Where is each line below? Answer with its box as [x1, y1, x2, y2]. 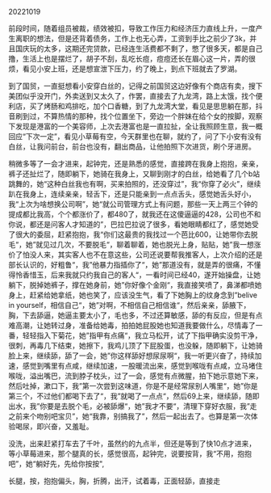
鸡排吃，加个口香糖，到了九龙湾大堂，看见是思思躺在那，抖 [64, 101, 263, 111]
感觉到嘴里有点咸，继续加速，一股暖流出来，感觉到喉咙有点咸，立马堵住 [22, 361, 263, 370]
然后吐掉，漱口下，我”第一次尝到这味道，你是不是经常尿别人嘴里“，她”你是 [8, 381, 258, 390]
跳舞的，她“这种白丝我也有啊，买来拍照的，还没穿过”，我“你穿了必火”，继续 [8, 179, 261, 188]
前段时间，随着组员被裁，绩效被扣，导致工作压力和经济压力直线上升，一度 [8, 23, 256, 33]
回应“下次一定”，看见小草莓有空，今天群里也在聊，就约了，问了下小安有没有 [8, 132, 262, 141]
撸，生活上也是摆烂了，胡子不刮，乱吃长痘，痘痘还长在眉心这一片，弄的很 [8, 54, 256, 63]
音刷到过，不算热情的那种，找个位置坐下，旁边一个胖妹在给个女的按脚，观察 [8, 112, 263, 120]
